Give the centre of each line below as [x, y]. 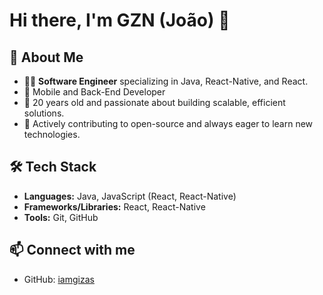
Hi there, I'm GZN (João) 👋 [120, 20]
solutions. [44, 113]
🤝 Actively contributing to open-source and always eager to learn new [168, 123]
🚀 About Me [46, 57]
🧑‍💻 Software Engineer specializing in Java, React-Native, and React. [166, 81]
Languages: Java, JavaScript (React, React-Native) [130, 196]
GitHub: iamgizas [59, 279]
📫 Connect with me [72, 250]
